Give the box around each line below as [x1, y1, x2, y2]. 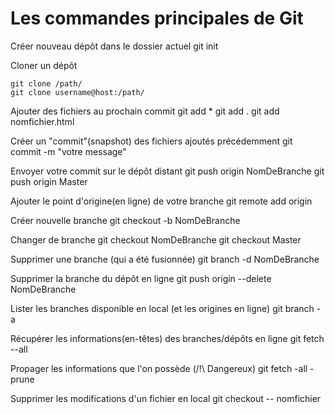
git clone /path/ [10, 78, 83, 89]
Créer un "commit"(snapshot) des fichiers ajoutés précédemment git [10, 135, 293, 147]
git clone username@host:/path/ [10, 87, 145, 97]
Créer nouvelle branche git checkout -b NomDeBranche [10, 214, 241, 226]
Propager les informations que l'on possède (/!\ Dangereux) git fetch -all [10, 362, 308, 374]
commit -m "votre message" [10, 145, 127, 157]
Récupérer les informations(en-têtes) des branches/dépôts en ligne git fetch [10, 332, 325, 344]
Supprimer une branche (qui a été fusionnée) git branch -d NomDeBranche [10, 253, 320, 265]
